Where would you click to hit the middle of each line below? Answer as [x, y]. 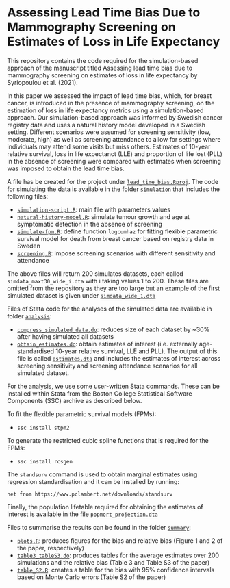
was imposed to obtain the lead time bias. [66, 168]
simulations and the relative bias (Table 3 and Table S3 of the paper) [113, 562]
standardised [36, 351]
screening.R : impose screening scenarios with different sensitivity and [116, 253]
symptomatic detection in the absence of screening [90, 224]
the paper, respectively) [50, 548]
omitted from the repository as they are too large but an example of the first [114, 288]
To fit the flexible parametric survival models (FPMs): [82, 414]
